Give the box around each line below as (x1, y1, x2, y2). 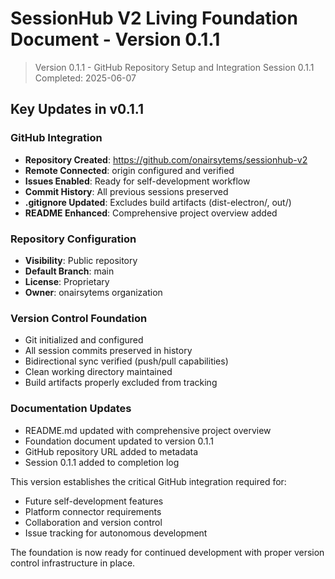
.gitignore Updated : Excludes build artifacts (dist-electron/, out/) (24, 196, 292, 208)
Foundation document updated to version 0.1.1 (24, 435, 215, 447)
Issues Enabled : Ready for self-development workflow (24, 175, 251, 187)
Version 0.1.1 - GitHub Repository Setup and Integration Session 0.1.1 (34, 61, 315, 73)
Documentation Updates (10, 402, 132, 416)
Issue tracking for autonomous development (24, 527, 208, 539)
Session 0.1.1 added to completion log (24, 456, 180, 468)
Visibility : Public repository (24, 254, 138, 266)
